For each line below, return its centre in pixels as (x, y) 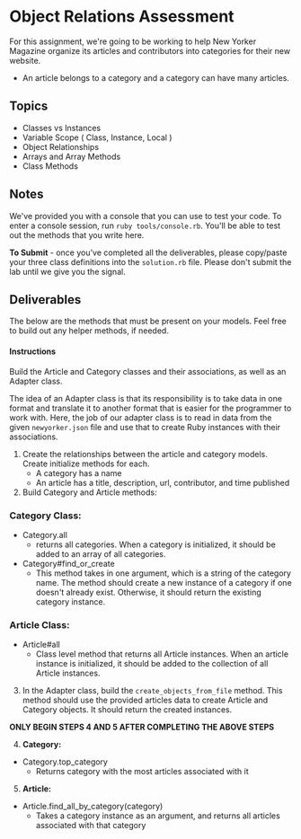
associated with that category (91, 826)
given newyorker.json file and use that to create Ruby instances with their (145, 427)
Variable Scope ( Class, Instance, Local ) (97, 137)
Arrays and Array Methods (71, 156)
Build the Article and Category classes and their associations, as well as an (148, 371)
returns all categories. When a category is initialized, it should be (155, 544)
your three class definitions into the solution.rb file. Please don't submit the (150, 261)
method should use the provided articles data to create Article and (145, 700)
